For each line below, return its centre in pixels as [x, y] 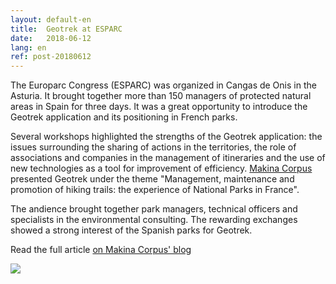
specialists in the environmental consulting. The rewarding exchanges [154, 220]
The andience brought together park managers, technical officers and [154, 209]
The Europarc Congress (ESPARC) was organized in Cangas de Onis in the [163, 85]
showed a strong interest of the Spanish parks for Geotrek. [131, 230]
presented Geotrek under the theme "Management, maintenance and [152, 179]
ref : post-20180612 [51, 57]
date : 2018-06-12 [51, 38]
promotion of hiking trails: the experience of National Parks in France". [155, 190]
